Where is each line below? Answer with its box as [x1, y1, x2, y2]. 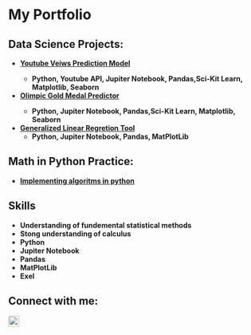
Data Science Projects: [8, 37, 124, 51]
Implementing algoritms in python [19, 175, 135, 185]
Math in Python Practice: [8, 155, 134, 168]
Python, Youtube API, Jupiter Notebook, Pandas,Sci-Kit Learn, [31, 74, 243, 83]
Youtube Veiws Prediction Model [19, 58, 131, 68]
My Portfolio [8, 6, 92, 24]
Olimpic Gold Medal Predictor [19, 91, 120, 100]
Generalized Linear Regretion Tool [19, 124, 135, 132]
